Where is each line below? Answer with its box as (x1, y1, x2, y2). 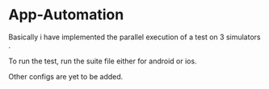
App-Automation (8, 6, 124, 24)
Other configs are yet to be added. (8, 71, 124, 81)
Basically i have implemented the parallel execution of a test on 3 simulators (8, 32, 261, 42)
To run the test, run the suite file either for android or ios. (8, 56, 197, 66)
